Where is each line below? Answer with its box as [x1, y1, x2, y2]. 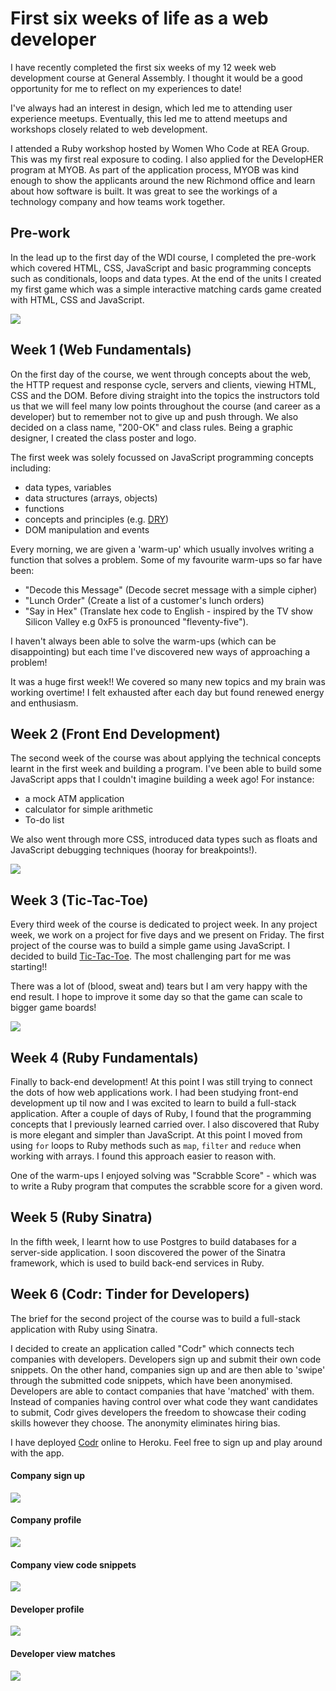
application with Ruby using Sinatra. [10, 1323, 158, 1335]
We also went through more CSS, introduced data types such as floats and [10, 833, 318, 846]
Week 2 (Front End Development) [10, 725, 221, 742]
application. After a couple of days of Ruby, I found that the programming [10, 1108, 312, 1119]
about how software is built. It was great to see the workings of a [10, 185, 278, 197]
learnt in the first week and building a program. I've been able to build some [10, 763, 322, 775]
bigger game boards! [10, 1002, 97, 1014]
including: [10, 462, 52, 474]
